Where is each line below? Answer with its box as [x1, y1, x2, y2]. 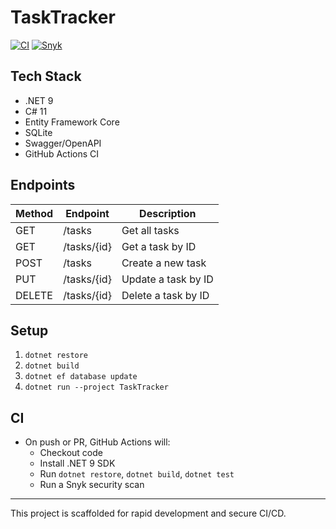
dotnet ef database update [24, 372, 138, 382]
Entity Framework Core [24, 116, 120, 128]
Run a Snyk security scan [39, 479, 145, 491]
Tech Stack [10, 68, 82, 85]
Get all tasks [121, 223, 180, 237]
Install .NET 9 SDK [39, 457, 116, 470]
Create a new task [121, 256, 207, 270]
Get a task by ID [121, 239, 197, 253]
